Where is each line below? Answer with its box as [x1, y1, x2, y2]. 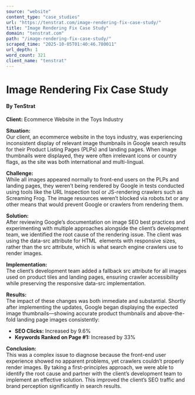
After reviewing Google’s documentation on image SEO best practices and [6, 218, 186, 225]
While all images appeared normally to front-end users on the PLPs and [6, 175, 179, 183]
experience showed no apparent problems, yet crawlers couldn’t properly [6, 357, 184, 364]
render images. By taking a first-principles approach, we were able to [6, 363, 174, 370]
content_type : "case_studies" [6, 14, 80, 20]
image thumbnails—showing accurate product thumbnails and [6, 309, 157, 317]
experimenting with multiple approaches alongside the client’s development [6, 224, 189, 232]
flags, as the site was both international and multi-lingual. [6, 158, 145, 165]
